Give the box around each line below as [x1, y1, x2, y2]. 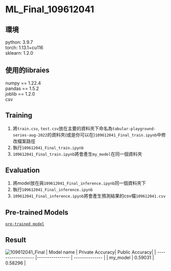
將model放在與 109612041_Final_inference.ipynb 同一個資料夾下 [12, 180, 146, 186]
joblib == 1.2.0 [5, 91, 35, 97]
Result [5, 235, 27, 244]
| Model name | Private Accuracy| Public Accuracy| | [45, 249, 156, 255]
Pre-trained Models [5, 208, 69, 217]
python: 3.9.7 [5, 39, 33, 45]
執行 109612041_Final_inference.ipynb [12, 187, 93, 193]
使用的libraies [5, 66, 50, 75]
